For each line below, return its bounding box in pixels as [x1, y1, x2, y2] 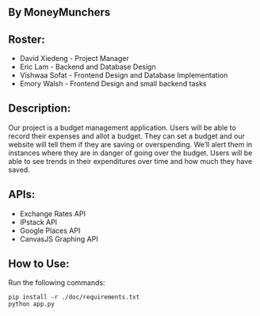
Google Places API [19, 226, 81, 235]
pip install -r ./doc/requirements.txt [8, 293, 140, 302]
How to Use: [8, 257, 70, 271]
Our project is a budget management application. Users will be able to [8, 123, 236, 132]
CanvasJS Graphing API [19, 234, 98, 243]
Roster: [8, 32, 45, 46]
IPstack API [19, 217, 58, 227]
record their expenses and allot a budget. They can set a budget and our [8, 131, 246, 140]
